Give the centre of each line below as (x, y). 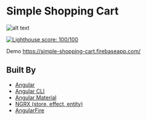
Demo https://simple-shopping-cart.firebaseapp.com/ (73, 51)
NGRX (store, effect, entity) (49, 104)
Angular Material (36, 97)
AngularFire (30, 110)
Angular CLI (30, 91)
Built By (21, 70)
